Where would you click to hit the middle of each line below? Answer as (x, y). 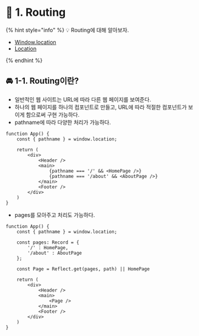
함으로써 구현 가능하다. (53, 114)
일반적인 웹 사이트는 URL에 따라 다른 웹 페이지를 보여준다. (83, 99)
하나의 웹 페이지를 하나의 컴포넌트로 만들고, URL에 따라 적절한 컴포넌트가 (101, 107)
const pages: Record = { (48, 242)
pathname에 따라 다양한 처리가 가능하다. (63, 122)
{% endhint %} (24, 60)
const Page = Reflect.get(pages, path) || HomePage (83, 269)
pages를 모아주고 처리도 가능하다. (55, 214)
